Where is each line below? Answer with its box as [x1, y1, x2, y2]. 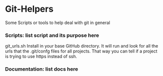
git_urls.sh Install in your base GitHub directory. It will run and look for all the [5, 43, 159, 49]
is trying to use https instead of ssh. [5, 53, 77, 59]
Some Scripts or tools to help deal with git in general [5, 20, 111, 25]
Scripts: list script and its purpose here [5, 32, 99, 39]
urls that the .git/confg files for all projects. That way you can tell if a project [5, 48, 158, 54]
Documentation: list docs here [5, 66, 78, 73]
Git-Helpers [5, 3, 54, 15]
